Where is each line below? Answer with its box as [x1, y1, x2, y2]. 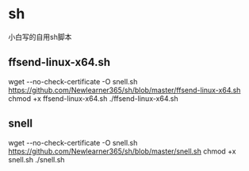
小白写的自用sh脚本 [8, 32, 72, 41]
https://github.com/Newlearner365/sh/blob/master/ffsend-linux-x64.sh [8, 85, 241, 95]
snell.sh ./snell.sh [8, 154, 65, 164]
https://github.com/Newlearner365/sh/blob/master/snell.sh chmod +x [8, 146, 236, 156]
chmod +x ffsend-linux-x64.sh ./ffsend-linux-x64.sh [8, 93, 178, 103]
